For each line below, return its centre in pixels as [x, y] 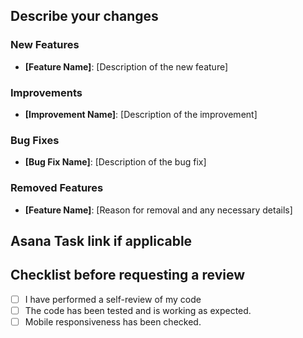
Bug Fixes [35, 140]
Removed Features [57, 188]
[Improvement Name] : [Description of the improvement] [141, 114]
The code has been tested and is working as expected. [138, 310]
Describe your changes [84, 16]
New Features [45, 45]
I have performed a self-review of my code [113, 299]
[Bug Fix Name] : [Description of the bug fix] [115, 162]
